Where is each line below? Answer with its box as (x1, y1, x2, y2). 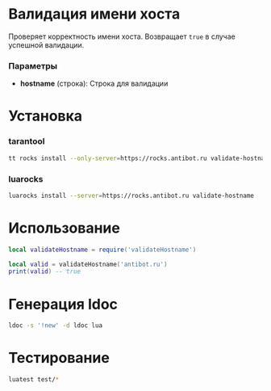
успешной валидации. (8, 40, 85, 49)
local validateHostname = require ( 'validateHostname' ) (8, 246, 197, 254)
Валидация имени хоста (8, 5, 181, 23)
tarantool (8, 136, 46, 147)
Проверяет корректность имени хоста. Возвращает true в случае (8, 32, 236, 41)
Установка (8, 107, 83, 125)
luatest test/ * (8, 376, 60, 384)
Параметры (8, 60, 58, 71)
